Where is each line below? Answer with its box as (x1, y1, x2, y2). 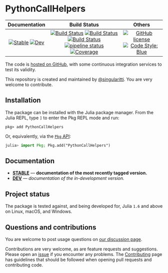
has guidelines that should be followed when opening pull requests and (5, 256, 152, 263)
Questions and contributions (5, 223, 96, 231)
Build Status (69, 21, 99, 28)
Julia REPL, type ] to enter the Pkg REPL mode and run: (5, 115, 119, 121)
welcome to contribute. (5, 81, 53, 88)
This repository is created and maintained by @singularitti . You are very (5, 76, 152, 82)
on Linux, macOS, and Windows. (5, 208, 72, 214)
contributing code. (5, 262, 43, 268)
